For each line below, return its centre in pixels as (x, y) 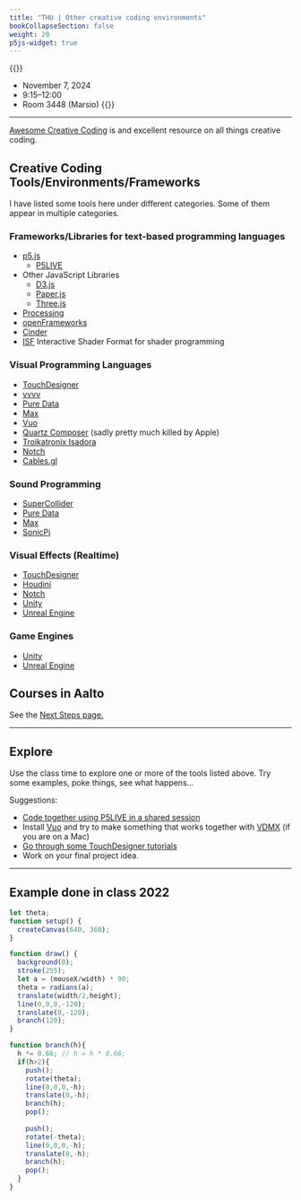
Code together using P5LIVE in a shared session (111, 818)
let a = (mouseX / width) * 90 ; (73, 979)
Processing (43, 313)
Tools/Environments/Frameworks (105, 182)
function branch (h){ (48, 1046)
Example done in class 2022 (90, 892)
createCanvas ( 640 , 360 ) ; (64, 929)
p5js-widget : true (43, 43)
